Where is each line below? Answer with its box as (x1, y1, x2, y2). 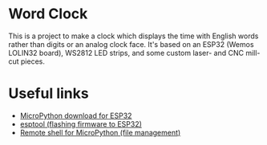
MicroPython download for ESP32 (19, 111, 132, 120)
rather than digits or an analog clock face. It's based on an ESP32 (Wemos (8, 39, 254, 49)
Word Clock (8, 5, 88, 23)
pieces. (20, 57, 46, 66)
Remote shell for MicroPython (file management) (19, 127, 181, 137)
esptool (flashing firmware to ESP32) (19, 119, 143, 128)
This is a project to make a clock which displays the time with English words (8, 31, 259, 41)
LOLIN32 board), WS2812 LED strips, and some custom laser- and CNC (8, 48, 245, 57)
